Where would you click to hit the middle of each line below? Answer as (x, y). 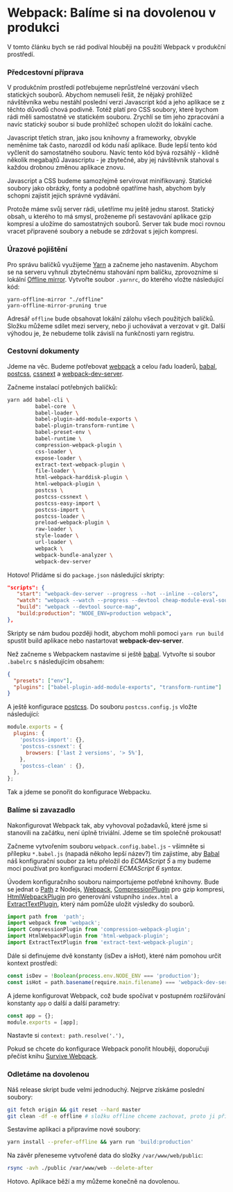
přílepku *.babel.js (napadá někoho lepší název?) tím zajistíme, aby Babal (113, 853)
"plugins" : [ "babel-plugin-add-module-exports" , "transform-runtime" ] (118, 687)
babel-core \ (55, 406)
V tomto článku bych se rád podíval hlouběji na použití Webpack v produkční (116, 47)
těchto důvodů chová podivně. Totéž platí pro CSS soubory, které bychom (113, 110)
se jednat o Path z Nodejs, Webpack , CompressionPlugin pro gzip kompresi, (116, 889)
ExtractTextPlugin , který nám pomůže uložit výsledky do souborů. (101, 904)
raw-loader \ (54, 529)
